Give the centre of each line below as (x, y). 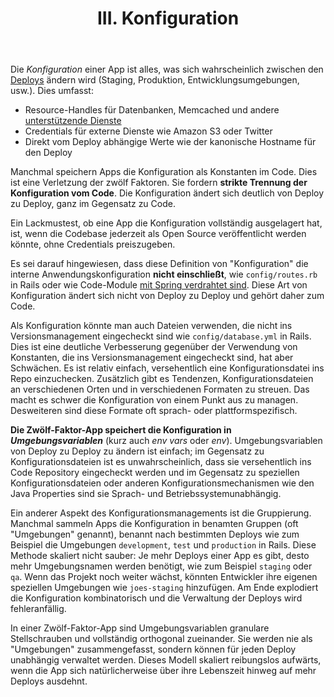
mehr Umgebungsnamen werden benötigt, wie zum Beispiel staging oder (161, 566)
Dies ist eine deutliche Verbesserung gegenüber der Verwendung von (154, 347)
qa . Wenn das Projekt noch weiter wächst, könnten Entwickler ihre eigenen (164, 577)
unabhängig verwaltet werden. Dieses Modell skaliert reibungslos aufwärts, (166, 660)
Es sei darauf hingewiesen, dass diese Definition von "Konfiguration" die (159, 264)
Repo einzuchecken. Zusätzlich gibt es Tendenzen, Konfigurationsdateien (162, 379)
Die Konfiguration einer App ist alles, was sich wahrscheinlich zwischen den (167, 69)
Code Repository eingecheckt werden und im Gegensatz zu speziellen (155, 473)
